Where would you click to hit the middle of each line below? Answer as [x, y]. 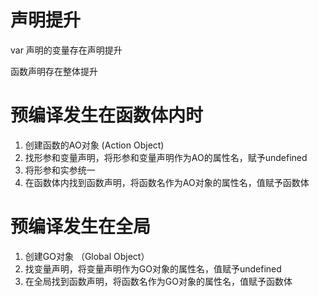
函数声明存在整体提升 [54, 71]
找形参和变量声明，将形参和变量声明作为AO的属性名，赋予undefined [166, 157]
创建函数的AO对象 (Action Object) [94, 145]
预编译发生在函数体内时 [107, 115]
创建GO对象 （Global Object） [87, 256]
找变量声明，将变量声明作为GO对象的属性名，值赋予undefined [153, 268]
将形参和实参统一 [60, 170]
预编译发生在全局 [81, 227]
